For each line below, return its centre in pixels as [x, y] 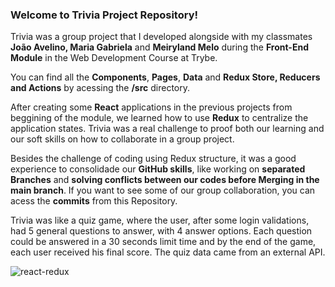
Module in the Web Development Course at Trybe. [114, 58]
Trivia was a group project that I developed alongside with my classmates [161, 37]
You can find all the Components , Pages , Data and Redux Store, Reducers [165, 77]
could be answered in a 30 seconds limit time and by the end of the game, [163, 242]
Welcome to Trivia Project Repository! [104, 15]
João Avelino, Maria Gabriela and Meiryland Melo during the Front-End [159, 47]
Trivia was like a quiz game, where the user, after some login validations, [160, 220]
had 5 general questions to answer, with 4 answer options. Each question [161, 231]
